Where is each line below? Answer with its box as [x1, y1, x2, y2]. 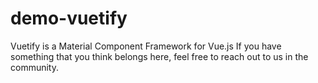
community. [10, 61, 59, 73]
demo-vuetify [10, 7, 128, 30]
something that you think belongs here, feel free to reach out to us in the [10, 50, 309, 62]
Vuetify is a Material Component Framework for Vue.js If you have [10, 40, 282, 52]
